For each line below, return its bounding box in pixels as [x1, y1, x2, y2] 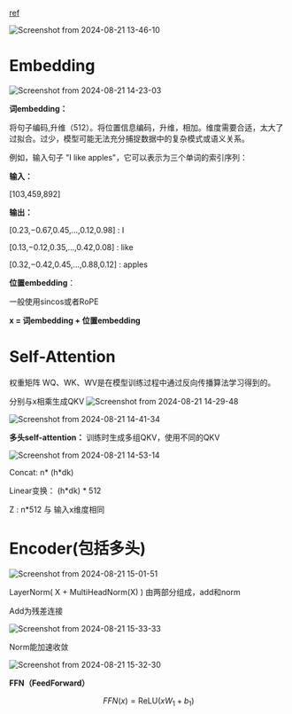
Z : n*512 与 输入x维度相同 [9, 504, 105, 514]
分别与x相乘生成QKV [9, 396, 85, 406]
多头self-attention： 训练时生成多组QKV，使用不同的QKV [9, 432, 220, 443]
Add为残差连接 [9, 605, 64, 616]
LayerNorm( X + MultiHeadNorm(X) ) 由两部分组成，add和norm [9, 586, 241, 597]
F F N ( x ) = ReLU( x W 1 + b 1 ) [103, 695, 195, 708]
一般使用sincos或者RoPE [9, 296, 99, 307]
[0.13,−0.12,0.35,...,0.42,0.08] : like [9, 241, 134, 252]
